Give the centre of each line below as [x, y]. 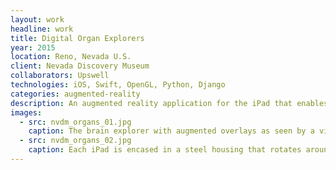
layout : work [37, 19]
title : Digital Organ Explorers [77, 38]
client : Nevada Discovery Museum [80, 66]
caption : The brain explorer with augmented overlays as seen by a [171, 131]
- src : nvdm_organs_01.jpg [75, 122]
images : [26, 112]
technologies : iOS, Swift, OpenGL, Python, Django [118, 85]
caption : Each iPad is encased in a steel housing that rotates [165, 150]
